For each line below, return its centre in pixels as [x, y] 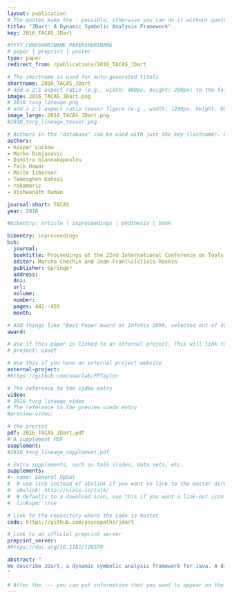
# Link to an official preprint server [65, 534]
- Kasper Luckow [30, 147]
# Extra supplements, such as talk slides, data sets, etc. [96, 464]
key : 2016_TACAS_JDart [40, 33]
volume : [25, 294]
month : [23, 313]
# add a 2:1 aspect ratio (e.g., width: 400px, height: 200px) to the [111, 90]
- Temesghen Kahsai [35, 179]
